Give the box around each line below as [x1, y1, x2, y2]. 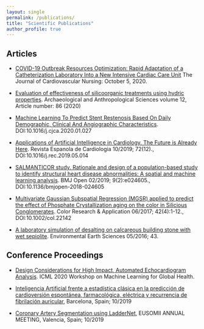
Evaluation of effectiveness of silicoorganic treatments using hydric [15, 90, 185, 97]
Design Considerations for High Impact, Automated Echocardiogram [15, 266, 186, 274]
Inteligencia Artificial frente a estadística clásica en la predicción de [15, 285, 185, 292]
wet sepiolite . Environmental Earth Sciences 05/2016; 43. [15, 233, 159, 240]
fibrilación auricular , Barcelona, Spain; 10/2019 [15, 297, 132, 305]
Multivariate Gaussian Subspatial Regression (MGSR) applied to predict [15, 195, 194, 202]
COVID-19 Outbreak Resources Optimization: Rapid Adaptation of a [15, 65, 184, 72]
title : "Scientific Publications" [6, 20, 94, 26]
